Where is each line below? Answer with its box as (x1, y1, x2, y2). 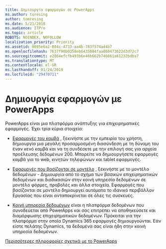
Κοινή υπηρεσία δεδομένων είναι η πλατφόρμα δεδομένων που (12, 202, 144, 208)
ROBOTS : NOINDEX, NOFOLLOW (5, 35, 61, 40)
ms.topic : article (5, 30, 43, 35)
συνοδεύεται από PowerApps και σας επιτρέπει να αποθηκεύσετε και (12, 207, 156, 213)
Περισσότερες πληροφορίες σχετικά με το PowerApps (5, 238, 117, 244)
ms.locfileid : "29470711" (5, 72, 59, 77)
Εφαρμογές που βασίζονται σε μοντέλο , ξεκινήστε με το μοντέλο (12, 166, 149, 172)
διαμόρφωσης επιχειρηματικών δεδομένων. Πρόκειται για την (12, 212, 141, 219)
